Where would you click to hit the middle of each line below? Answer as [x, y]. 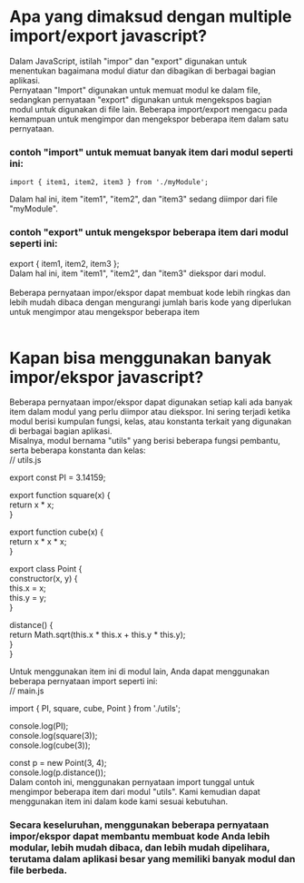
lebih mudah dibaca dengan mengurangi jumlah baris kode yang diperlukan [151, 302]
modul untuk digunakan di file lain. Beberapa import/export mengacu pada [148, 109]
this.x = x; [28, 588]
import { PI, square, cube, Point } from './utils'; [95, 709]
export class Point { [46, 569]
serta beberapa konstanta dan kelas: [78, 450]
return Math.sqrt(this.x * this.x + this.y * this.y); [98, 635]
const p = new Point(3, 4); [58, 763]
